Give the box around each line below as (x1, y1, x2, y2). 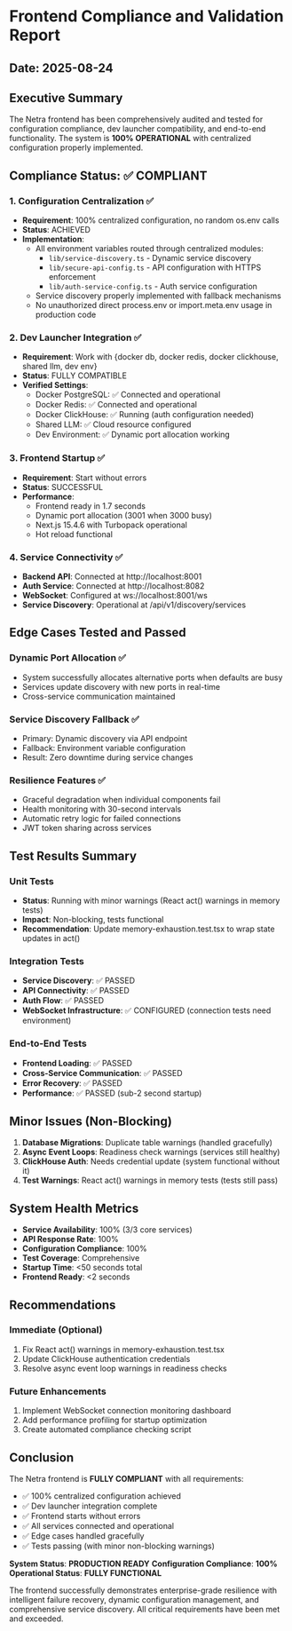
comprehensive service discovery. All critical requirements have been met (9, 1603, 280, 1614)
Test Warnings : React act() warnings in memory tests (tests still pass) (21, 1175, 279, 1186)
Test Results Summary (9, 848, 138, 863)
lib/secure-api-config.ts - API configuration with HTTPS (48, 262, 262, 273)
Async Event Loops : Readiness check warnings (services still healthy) (21, 1147, 280, 1158)
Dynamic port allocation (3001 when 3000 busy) (35, 510, 213, 520)
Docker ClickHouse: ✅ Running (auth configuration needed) (35, 409, 255, 420)
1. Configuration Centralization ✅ (9, 194, 154, 207)
